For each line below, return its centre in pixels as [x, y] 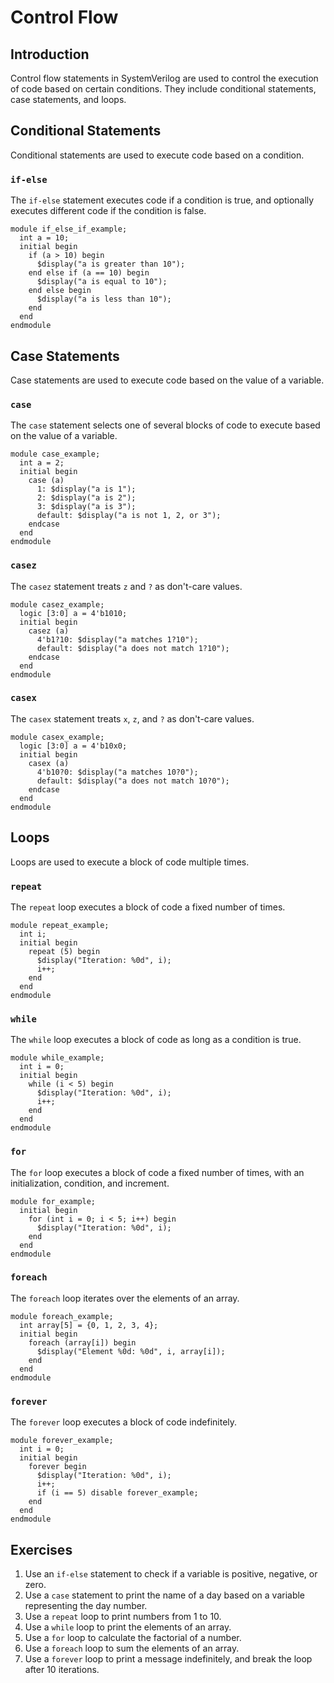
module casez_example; [57, 604]
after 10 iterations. [62, 1669]
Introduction [50, 54]
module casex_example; [57, 737]
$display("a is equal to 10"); [102, 282]
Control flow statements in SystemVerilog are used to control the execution [164, 78]
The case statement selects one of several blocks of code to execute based [165, 425]
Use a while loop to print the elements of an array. [128, 1627]
